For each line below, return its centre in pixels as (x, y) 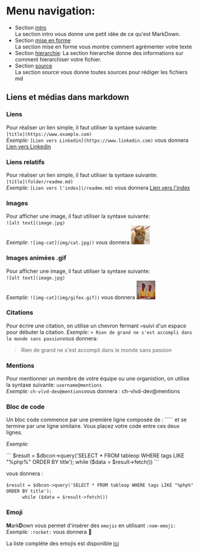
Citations (20, 312)
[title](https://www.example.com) (49, 134)
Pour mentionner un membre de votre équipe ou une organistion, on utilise (98, 379)
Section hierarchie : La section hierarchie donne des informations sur (99, 53)
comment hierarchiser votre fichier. (58, 59)
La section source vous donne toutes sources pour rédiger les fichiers (101, 72)
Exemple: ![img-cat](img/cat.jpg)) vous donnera (68, 242)
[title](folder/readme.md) (40, 182)
